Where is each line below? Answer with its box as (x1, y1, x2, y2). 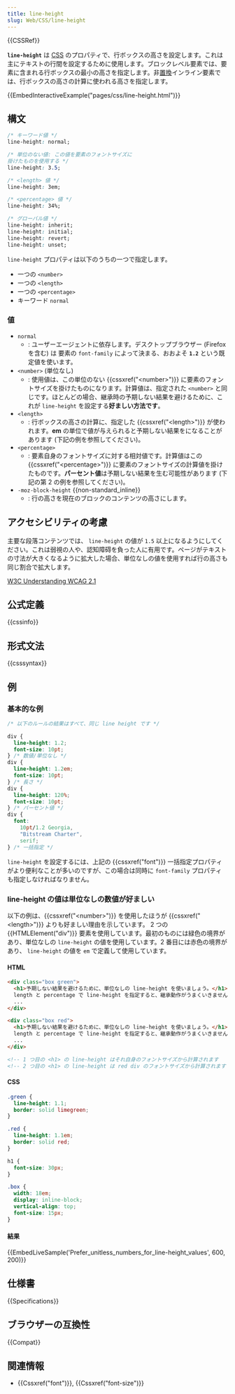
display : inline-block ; (13, 1197, 83, 1204)
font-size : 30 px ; (13, 1164, 64, 1172)
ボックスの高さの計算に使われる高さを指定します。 (25, 76, 172, 85)
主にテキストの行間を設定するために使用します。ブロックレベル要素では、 (7, 59, 222, 67)
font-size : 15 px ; (13, 1209, 64, 1217)
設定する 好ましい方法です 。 (84, 401, 164, 410)
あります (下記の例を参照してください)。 (27, 435, 145, 443)
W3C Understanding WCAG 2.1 (7, 577, 97, 585)
